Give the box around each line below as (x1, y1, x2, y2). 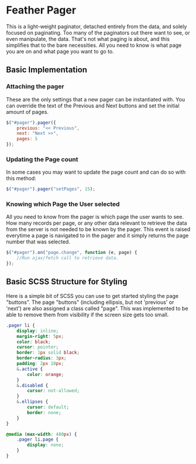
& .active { (16, 366, 43, 372)
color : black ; (16, 338, 51, 345)
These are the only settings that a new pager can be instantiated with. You (6, 96, 185, 103)
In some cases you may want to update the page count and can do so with (6, 168, 186, 176)
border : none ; (27, 409, 61, 415)
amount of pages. (6, 108, 49, 115)
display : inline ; (16, 328, 59, 334)
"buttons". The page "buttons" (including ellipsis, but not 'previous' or (6, 299, 174, 306)
